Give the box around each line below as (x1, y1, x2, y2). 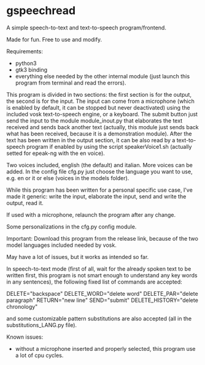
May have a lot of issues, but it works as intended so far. (6, 253, 149, 260)
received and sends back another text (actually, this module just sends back (6, 123, 199, 130)
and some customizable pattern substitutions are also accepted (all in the (6, 315, 192, 322)
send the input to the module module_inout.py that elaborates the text (6, 117, 183, 124)
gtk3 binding (15, 66, 48, 73)
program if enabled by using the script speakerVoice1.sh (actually (26, 143, 192, 150)
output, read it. (6, 199, 44, 206)
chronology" (6, 303, 38, 310)
